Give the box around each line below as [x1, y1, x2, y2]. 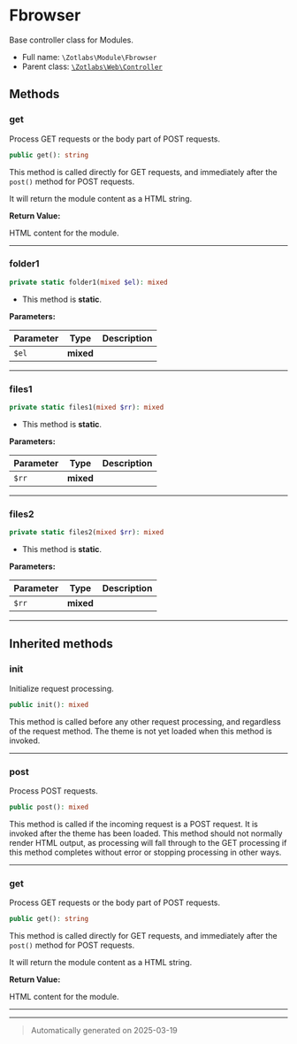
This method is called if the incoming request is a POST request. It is [9, 818, 258, 829]
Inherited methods [9, 636, 113, 651]
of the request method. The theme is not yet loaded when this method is [9, 725, 272, 736]
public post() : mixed [9, 802, 89, 811]
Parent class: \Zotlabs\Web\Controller [21, 61, 164, 72]
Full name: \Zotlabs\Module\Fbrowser [21, 51, 157, 62]
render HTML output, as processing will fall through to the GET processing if [9, 837, 287, 848]
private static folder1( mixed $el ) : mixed [9, 278, 168, 287]
